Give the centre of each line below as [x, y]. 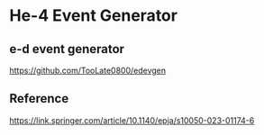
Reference [39, 99]
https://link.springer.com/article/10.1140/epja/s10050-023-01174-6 [132, 120]
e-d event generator [67, 49]
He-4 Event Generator [94, 16]
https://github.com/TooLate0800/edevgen [88, 70]
